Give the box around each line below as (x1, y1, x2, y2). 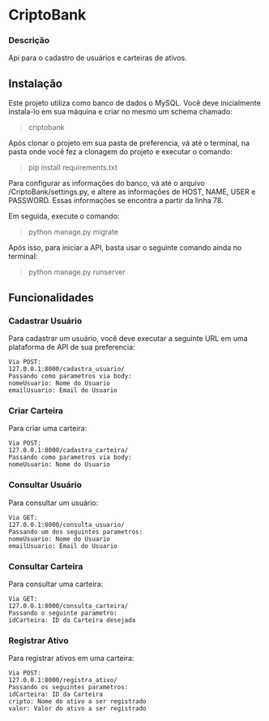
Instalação (8, 76, 63, 90)
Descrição (8, 35, 50, 46)
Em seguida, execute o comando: (8, 211, 120, 221)
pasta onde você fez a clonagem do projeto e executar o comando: (8, 147, 233, 157)
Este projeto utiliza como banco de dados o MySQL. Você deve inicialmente (8, 98, 261, 108)
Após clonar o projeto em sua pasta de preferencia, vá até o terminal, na (8, 138, 250, 148)
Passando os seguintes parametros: (8, 684, 129, 692)
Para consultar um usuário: (8, 498, 99, 507)
